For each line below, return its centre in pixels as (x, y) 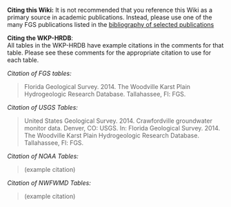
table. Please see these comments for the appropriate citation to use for (109, 52)
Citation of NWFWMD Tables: (49, 183)
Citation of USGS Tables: (42, 107)
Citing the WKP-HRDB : (40, 38)
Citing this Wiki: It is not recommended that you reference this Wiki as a (110, 10)
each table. (23, 60)
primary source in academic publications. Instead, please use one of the (110, 17)
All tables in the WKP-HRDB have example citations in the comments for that (115, 45)
